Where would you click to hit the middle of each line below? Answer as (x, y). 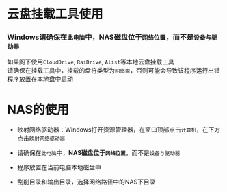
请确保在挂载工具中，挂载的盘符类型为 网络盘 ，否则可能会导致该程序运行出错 (113, 71)
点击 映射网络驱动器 (41, 139)
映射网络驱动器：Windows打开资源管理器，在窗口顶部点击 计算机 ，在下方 (119, 130)
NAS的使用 (38, 109)
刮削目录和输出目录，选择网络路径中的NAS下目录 (86, 182)
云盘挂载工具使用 (55, 14)
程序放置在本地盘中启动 (40, 79)
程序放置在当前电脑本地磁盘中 (59, 167)
